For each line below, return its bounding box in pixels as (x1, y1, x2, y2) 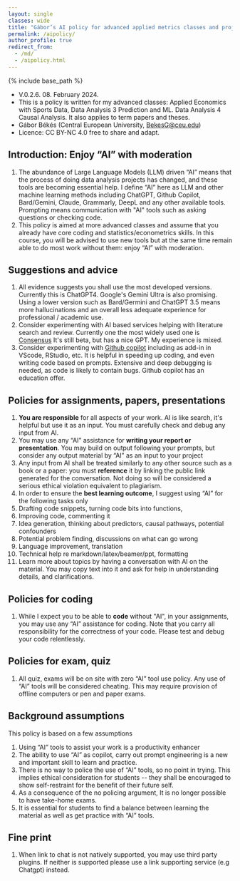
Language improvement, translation (18, 542, 123, 551)
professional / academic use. (18, 313, 104, 321)
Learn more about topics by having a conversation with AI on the (18, 557, 209, 566)
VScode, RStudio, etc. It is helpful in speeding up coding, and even (18, 351, 214, 360)
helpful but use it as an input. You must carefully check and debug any (18, 421, 226, 430)
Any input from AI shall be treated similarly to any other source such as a (18, 459, 232, 468)
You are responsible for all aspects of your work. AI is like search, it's (18, 413, 223, 422)
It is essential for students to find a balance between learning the (18, 803, 209, 812)
